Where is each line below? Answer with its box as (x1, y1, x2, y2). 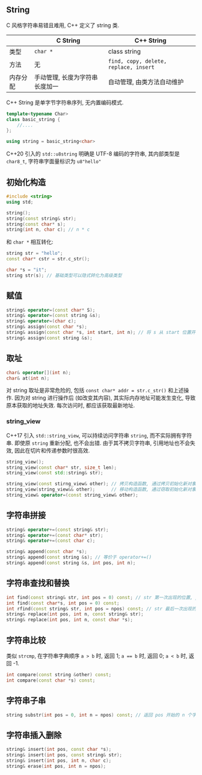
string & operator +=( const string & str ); (6, 527, 109, 533)
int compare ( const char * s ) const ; (6, 677, 96, 683)
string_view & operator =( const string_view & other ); (6, 492, 138, 498)
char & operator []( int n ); (6, 369, 71, 375)
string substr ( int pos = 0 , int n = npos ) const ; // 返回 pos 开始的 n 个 (6, 712, 192, 718)
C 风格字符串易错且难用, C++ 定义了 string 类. (6, 21, 120, 29)
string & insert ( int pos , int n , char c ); (6, 758, 112, 764)
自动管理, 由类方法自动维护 (108, 78, 184, 86)
